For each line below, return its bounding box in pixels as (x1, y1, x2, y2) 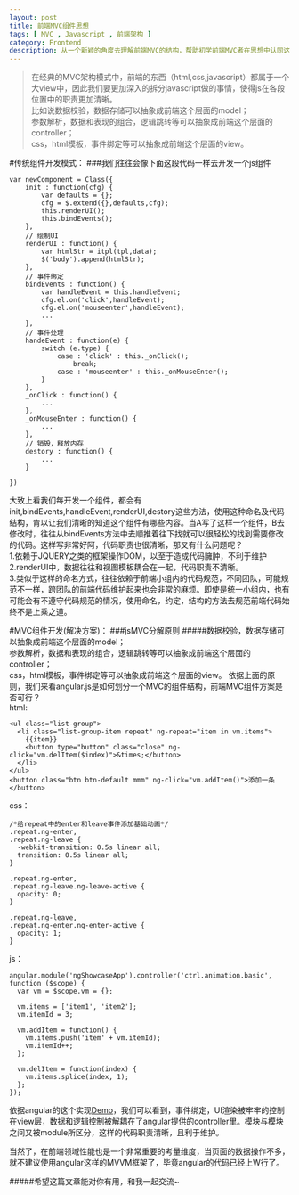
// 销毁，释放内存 (25, 439, 85, 448)
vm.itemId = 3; (17, 1011, 74, 1019)
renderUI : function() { (25, 240, 117, 249)
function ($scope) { (9, 979, 86, 988)
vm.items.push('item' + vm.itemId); (25, 1034, 162, 1043)
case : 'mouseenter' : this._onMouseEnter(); (56, 367, 229, 377)
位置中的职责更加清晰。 (30, 94, 117, 105)
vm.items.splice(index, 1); (25, 1073, 129, 1082)
